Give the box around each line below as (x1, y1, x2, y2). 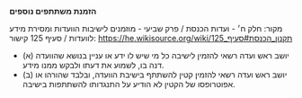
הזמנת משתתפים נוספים (9, 6, 97, 16)
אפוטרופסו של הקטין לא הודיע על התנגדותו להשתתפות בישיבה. (22, 79, 235, 89)
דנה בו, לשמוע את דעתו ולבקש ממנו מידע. (22, 60, 164, 70)
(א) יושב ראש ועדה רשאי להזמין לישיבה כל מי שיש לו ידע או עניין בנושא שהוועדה (22, 50, 289, 60)
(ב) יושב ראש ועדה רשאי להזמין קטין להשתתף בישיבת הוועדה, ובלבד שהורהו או (22, 69, 288, 80)
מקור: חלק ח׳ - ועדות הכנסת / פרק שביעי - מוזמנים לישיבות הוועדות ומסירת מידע (9, 23, 283, 33)
